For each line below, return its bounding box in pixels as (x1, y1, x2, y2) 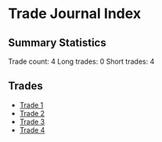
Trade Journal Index (8, 5, 142, 23)
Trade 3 (19, 117, 45, 126)
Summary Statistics (8, 36, 107, 49)
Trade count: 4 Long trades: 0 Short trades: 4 (8, 56, 155, 66)
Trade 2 (19, 108, 45, 118)
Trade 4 (19, 125, 45, 134)
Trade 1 (19, 100, 44, 110)
